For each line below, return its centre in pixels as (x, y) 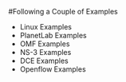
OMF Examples (45, 44)
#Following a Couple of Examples (63, 12)
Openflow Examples (53, 69)
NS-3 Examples (45, 52)
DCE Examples (44, 61)
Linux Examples (45, 27)
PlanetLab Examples (53, 35)
